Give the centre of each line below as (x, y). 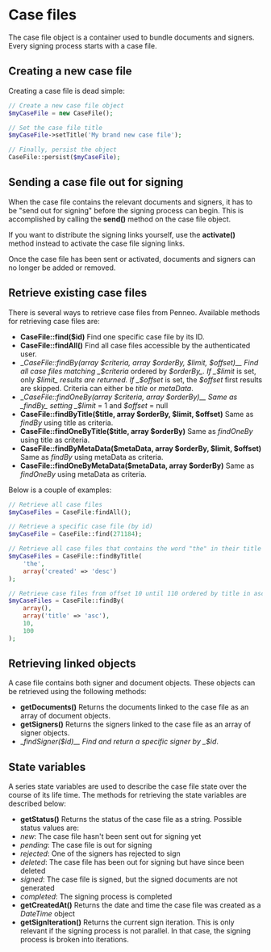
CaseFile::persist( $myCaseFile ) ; (65, 158)
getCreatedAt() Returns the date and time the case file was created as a (140, 905)
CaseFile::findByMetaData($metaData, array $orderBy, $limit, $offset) (141, 448)
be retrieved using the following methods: (77, 692)
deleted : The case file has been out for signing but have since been (132, 862)
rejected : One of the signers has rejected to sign (100, 853)
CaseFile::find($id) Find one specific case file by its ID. (112, 336)
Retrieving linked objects (72, 664)
